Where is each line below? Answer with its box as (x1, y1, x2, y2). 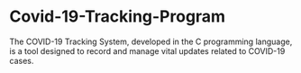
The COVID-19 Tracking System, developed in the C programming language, (9, 36, 293, 47)
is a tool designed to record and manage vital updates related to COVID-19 (9, 45, 286, 56)
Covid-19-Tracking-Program (9, 6, 226, 27)
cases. (9, 55, 34, 66)
